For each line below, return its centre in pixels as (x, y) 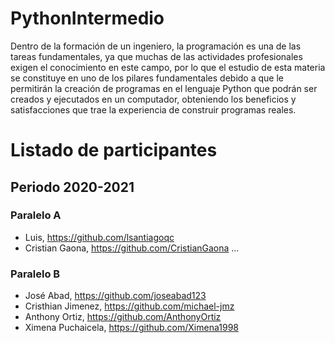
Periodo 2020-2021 (72, 187)
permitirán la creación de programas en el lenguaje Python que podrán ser (164, 88)
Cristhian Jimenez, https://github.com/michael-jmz (129, 306)
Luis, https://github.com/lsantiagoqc (99, 237)
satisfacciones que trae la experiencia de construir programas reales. (153, 109)
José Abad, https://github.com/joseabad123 (115, 296)
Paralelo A (36, 215)
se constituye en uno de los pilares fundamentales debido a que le (147, 78)
